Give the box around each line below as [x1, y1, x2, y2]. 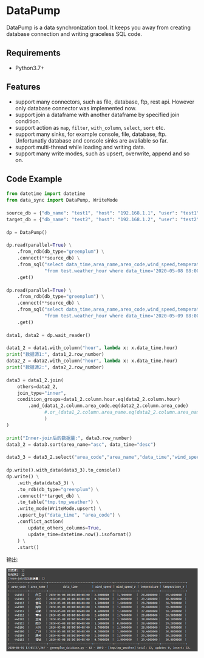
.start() [17, 544, 39, 550]
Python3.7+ [15, 64, 44, 71]
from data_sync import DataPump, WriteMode [6, 197, 118, 203]
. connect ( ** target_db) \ [17, 493, 80, 499]
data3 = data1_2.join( [6, 377, 64, 383]
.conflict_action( [17, 518, 64, 525]
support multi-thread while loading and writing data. [15, 143, 146, 150]
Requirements [6, 48, 61, 58]
